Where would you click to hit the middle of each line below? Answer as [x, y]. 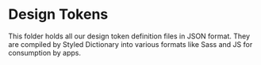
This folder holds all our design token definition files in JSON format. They [129, 36]
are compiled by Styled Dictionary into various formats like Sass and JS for [130, 44]
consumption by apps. [45, 52]
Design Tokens [58, 14]
